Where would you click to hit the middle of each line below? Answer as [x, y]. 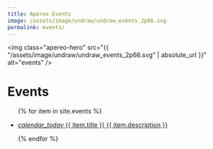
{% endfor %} [38, 139]
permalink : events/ [36, 27]
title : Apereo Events [39, 14]
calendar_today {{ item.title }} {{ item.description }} [93, 125]
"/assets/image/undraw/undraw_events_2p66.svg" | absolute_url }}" [107, 55]
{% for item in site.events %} [60, 111]
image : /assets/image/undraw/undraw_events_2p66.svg [87, 21]
